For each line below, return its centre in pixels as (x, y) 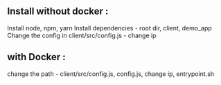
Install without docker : (58, 11)
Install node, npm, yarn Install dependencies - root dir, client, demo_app (110, 28)
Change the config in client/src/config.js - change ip (82, 35)
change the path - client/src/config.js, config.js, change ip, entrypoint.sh (111, 74)
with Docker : (36, 57)
